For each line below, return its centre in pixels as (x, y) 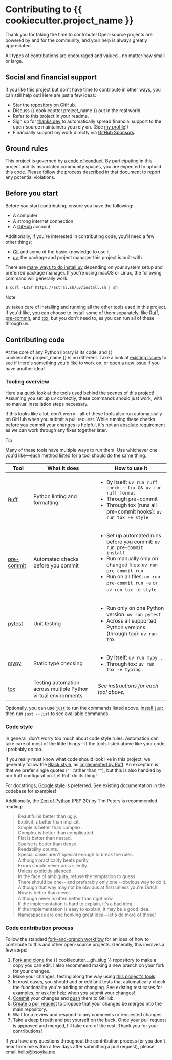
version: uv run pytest (134, 614)
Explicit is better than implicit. (49, 821)
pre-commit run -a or (132, 583)
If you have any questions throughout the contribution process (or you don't (85, 1041)
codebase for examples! (31, 791)
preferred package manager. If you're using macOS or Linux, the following (83, 273)
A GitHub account (31, 227)
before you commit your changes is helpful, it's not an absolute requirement (85, 425)
